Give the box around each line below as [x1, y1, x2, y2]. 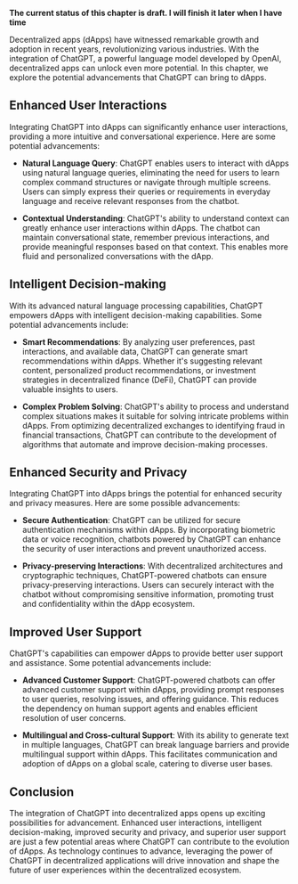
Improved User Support [9, 624, 142, 640]
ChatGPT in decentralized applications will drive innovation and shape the [9, 855, 280, 866]
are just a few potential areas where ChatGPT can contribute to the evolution [9, 837, 290, 847]
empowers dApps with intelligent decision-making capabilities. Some [9, 309, 262, 320]
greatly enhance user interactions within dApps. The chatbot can [21, 222, 261, 233]
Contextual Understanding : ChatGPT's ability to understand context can [21, 213, 290, 224]
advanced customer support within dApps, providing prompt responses [21, 684, 285, 695]
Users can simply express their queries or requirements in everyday [21, 186, 271, 197]
